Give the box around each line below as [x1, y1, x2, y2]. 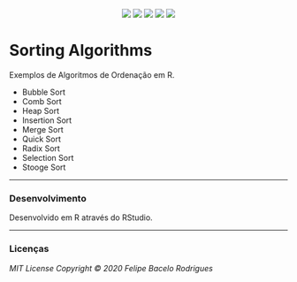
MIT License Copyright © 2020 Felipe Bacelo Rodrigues [9, 263, 214, 273]
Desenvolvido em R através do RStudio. [9, 212, 153, 223]
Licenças [9, 243, 49, 255]
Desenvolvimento [9, 192, 87, 204]
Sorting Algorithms [9, 41, 153, 61]
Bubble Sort [21, 87, 66, 97]
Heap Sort [21, 105, 60, 116]
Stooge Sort [21, 162, 66, 172]
